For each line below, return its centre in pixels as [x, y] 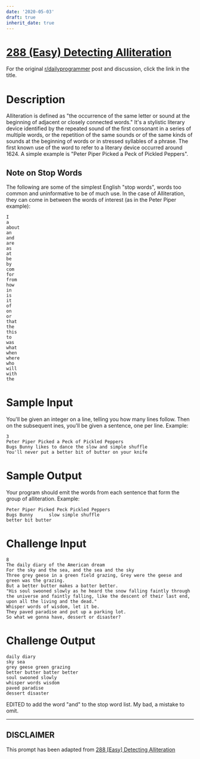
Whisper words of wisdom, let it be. [53, 607]
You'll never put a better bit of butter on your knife [77, 452]
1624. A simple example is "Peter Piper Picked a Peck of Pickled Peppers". [97, 154]
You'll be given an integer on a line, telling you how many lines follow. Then [98, 419]
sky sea [16, 662]
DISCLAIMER [30, 735]
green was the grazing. [36, 580]
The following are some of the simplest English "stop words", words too [94, 187]
